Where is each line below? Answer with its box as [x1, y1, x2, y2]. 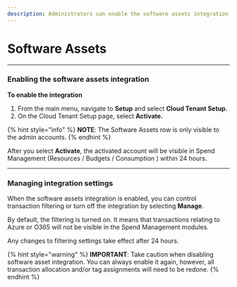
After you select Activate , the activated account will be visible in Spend [7, 146, 215, 155]
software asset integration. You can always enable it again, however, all [7, 258, 214, 267]
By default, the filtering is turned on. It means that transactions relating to [7, 216, 220, 224]
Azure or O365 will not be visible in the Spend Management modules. [7, 223, 209, 231]
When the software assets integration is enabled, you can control [7, 195, 197, 203]
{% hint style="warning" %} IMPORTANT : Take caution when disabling [7, 250, 214, 259]
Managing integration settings [7, 178, 114, 188]
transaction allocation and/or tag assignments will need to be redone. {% [7, 265, 219, 274]
